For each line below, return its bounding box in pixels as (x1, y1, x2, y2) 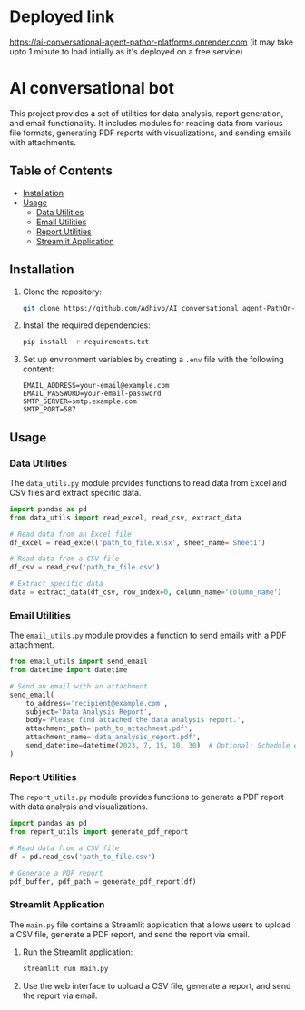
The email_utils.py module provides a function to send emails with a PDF (9, 629, 288, 641)
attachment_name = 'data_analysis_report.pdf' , (25, 733, 202, 742)
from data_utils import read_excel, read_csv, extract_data (9, 513, 242, 522)
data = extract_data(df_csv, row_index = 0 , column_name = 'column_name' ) (9, 588, 282, 597)
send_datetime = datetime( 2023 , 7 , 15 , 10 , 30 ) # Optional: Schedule (25, 741, 290, 750)
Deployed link (9, 6, 115, 27)
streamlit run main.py (22, 964, 109, 973)
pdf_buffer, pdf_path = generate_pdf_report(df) (9, 876, 197, 886)
